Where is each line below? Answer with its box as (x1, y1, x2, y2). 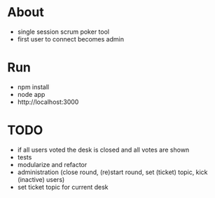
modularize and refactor (17, 160, 88, 169)
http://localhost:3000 (17, 98, 79, 106)
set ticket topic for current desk (17, 183, 109, 191)
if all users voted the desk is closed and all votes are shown (17, 145, 190, 154)
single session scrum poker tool (17, 27, 110, 36)
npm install (17, 82, 50, 91)
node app (17, 90, 46, 98)
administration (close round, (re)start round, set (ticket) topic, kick (17, 168, 208, 176)
